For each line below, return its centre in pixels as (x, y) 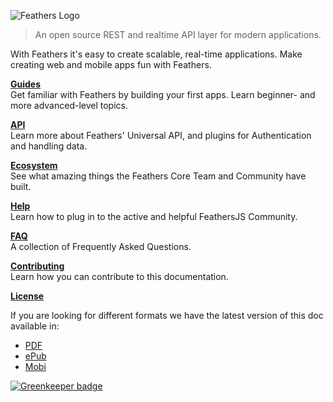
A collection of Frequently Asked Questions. (101, 246)
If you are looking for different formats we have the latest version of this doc (167, 315)
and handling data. (49, 146)
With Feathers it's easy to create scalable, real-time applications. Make (156, 54)
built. (21, 186)
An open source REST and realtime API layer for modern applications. (178, 34)
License (27, 296)
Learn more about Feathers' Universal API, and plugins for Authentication (161, 135)
